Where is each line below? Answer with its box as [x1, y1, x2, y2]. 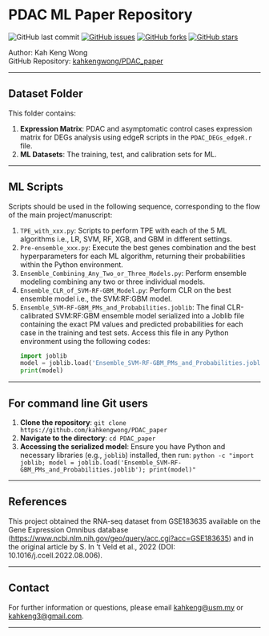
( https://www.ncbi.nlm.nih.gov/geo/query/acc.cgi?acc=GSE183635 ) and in [8, 533, 254, 543]
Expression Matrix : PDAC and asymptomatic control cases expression [19, 124, 253, 133]
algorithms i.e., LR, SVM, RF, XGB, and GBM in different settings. [19, 234, 232, 244]
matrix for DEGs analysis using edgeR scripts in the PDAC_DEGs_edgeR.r [19, 132, 252, 142]
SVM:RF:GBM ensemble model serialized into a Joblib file [54, 310, 245, 320]
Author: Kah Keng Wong [8, 47, 88, 57]
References [8, 495, 67, 508]
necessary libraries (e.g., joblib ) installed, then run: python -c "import [19, 451, 255, 460]
